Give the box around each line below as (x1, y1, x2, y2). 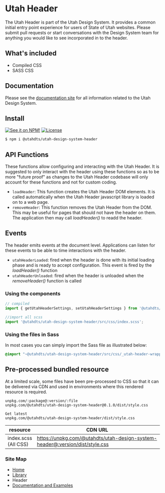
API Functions (5, 151, 49, 159)
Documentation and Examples (12, 482, 73, 488)
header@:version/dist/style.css (36, 441, 109, 448)
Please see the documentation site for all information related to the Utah (5, 94, 151, 101)
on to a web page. (12, 199, 49, 205)
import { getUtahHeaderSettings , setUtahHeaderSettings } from (5, 306, 137, 311)
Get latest (5, 411, 27, 416)
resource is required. (5, 389, 48, 395)
